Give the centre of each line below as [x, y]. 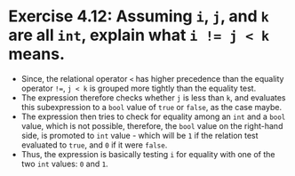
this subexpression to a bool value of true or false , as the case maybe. [151, 107]
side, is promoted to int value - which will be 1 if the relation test [140, 135]
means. [37, 54]
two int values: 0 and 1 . [64, 164]
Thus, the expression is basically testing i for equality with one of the [148, 154]
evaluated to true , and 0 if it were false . [94, 145]
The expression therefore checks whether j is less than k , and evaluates [153, 97]
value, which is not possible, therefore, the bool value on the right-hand [152, 125]
